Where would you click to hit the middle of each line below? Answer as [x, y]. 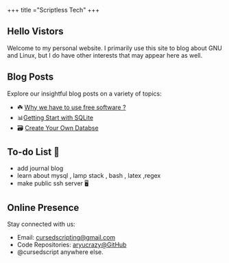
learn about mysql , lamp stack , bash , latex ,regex [89, 176]
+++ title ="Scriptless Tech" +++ [53, 10]
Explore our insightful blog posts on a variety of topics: [85, 93]
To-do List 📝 [33, 152]
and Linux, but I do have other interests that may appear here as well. [105, 55]
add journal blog [40, 168]
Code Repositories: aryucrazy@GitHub [72, 245]
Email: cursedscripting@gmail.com [66, 238]
